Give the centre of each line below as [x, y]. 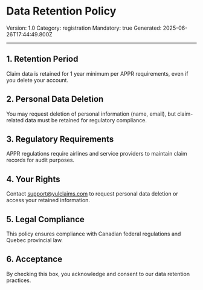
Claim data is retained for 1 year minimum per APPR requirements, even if [97, 73]
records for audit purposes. [40, 160]
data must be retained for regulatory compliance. [86, 120]
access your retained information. [48, 200]
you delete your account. [37, 80]
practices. [19, 280]
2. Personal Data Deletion [55, 99]
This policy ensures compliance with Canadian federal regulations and [94, 234]
